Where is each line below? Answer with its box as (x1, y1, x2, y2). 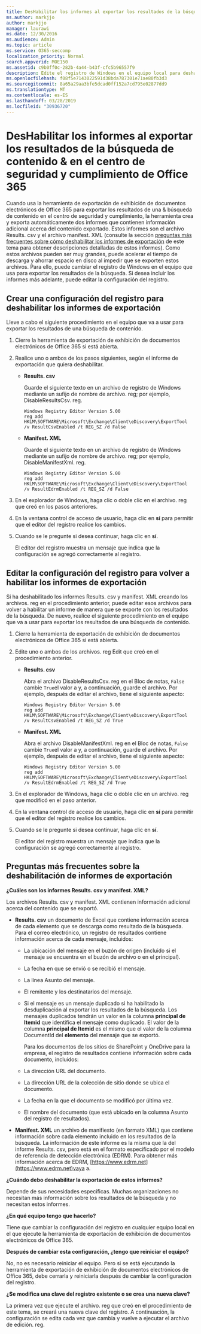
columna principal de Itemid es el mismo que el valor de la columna (23, 1025, 191, 1032)
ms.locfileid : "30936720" (6, 103, 71, 110)
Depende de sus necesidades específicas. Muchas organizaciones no (6, 1187, 179, 1195)
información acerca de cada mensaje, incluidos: (14, 935, 133, 943)
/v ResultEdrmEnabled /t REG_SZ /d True (23, 780, 126, 786)
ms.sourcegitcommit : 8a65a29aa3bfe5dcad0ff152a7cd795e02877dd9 (6, 81, 167, 87)
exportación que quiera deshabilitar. (14, 361, 104, 368)
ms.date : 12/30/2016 (6, 31, 58, 37)
